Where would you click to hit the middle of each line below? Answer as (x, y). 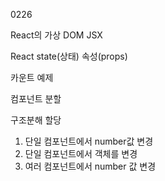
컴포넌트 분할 (36, 98)
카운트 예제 (32, 77)
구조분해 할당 (36, 120)
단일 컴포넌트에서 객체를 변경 (81, 153)
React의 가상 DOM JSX (56, 35)
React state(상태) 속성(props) (69, 56)
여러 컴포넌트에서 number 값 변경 (90, 166)
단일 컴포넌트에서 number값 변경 (89, 141)
